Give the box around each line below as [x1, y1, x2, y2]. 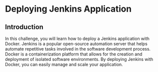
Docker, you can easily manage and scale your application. [5, 62, 123, 67]
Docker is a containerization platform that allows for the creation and [5, 51, 142, 57]
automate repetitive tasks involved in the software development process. [5, 46, 151, 52]
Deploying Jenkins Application [5, 3, 132, 15]
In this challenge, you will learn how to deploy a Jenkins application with [5, 36, 150, 41]
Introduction [5, 23, 44, 31]
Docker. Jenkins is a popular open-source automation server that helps [5, 41, 148, 47]
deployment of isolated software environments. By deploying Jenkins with [5, 56, 154, 62]
